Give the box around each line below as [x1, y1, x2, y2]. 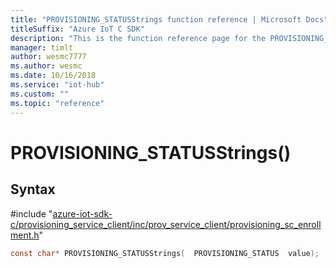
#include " [10, 207, 53, 220]
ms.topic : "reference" [10, 98, 105, 108]
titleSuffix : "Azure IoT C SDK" [10, 24, 145, 34]
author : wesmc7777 [10, 52, 87, 62]
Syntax [10, 181, 56, 198]
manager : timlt [10, 42, 74, 53]
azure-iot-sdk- [52, 207, 113, 220]
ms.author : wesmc [10, 61, 83, 71]
